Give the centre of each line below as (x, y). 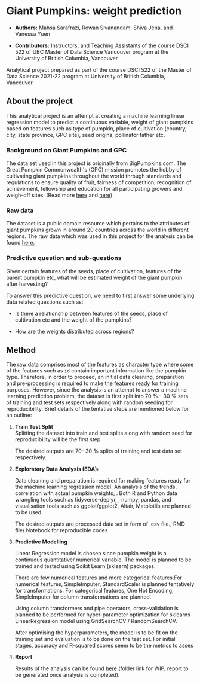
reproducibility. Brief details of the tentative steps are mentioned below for (98, 409)
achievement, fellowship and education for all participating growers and (94, 189)
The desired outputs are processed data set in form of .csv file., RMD (100, 524)
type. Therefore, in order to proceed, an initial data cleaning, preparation (95, 377)
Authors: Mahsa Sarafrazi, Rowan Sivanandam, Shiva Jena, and (94, 28)
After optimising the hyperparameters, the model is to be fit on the (96, 633)
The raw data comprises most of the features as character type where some (100, 364)
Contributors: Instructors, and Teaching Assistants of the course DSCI (102, 45)
